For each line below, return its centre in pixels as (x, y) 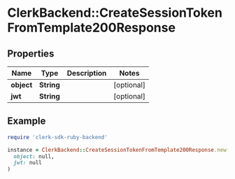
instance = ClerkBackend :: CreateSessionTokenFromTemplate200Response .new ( (119, 150)
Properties (31, 53)
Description (87, 73)
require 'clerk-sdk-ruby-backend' (58, 137)
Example (27, 121)
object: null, (34, 156)
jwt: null (28, 163)
